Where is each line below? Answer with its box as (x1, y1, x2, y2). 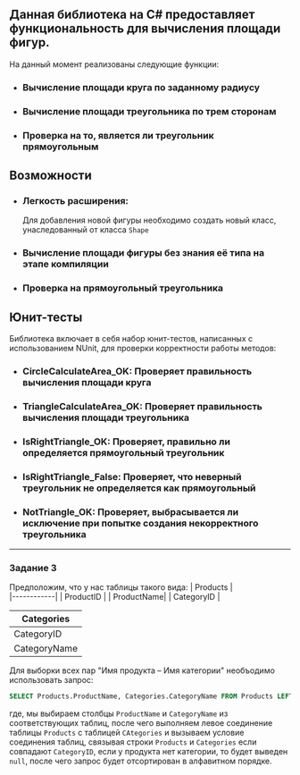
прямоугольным (21, 140, 99, 153)
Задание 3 (9, 561, 57, 574)
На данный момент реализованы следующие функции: (9, 58, 220, 70)
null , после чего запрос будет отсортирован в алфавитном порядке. (9, 755, 272, 767)
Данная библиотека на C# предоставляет (9, 7, 255, 22)
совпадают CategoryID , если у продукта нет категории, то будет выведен (9, 746, 288, 757)
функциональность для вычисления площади (9, 21, 281, 37)
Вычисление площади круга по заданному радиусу (21, 80, 261, 93)
